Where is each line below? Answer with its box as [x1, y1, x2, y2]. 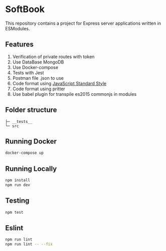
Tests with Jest [12, 70, 44, 76]
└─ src [5, 123, 19, 129]
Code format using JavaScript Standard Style [12, 80, 107, 86]
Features [5, 40, 34, 49]
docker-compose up [5, 150, 44, 156]
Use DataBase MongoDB [12, 59, 64, 65]
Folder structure [5, 106, 57, 114]
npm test [5, 210, 24, 215]
